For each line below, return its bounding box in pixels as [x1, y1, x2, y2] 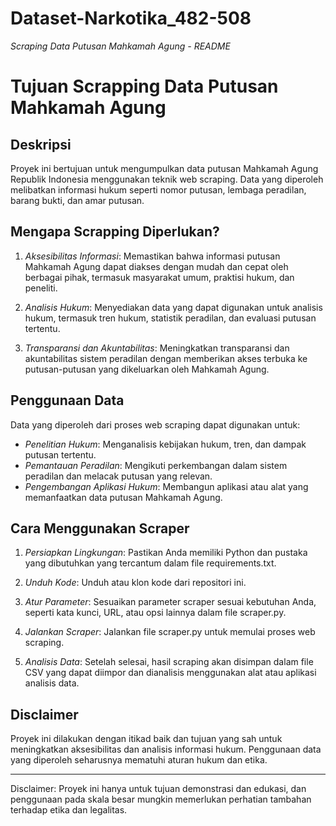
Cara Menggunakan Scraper [10, 520, 190, 537]
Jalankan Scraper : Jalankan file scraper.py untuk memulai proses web [24, 626, 316, 638]
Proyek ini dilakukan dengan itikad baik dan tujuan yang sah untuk [10, 733, 283, 745]
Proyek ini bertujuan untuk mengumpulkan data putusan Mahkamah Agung [10, 162, 319, 174]
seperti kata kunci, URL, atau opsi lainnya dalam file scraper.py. [24, 607, 287, 619]
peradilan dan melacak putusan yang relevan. [24, 470, 213, 482]
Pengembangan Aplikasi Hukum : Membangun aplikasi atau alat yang [24, 480, 309, 492]
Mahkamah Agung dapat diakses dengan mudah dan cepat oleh [24, 260, 289, 272]
